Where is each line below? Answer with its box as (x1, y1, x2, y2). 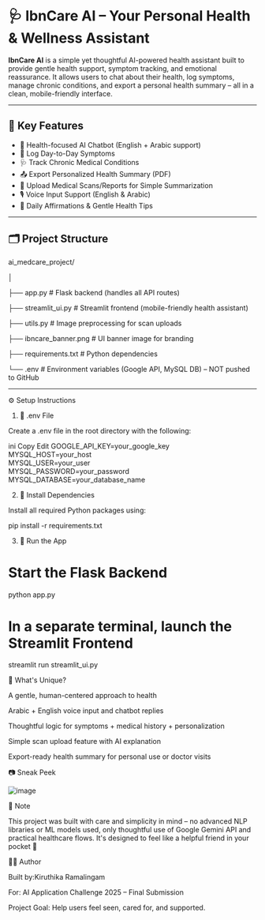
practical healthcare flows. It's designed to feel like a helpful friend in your (8, 833, 250, 843)
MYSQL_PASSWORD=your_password (8, 466, 130, 475)
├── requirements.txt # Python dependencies (8, 349, 158, 359)
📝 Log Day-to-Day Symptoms (19, 148, 116, 158)
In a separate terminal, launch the (8, 618, 233, 635)
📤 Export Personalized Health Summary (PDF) (19, 169, 171, 178)
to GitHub (8, 373, 39, 382)
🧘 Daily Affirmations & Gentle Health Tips (19, 201, 154, 210)
